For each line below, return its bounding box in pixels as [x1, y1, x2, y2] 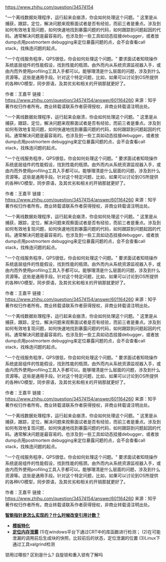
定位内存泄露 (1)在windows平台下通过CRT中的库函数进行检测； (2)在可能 [12, 529, 161, 535]
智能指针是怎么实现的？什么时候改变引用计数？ [5, 512, 100, 518]
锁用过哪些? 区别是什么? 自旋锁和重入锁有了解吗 [5, 552, 103, 558]
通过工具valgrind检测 [12, 541, 55, 547]
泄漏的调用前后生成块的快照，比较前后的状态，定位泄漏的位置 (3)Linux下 [12, 535, 161, 541]
